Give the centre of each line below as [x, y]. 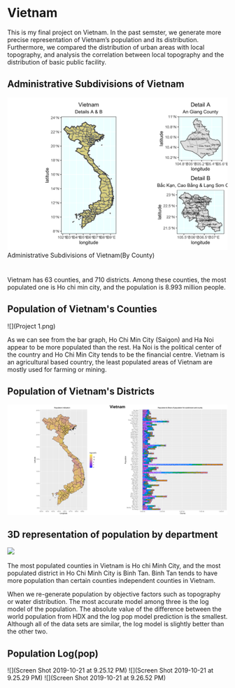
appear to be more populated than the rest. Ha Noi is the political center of [114, 347]
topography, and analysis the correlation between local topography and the [116, 55]
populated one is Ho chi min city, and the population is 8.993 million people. [116, 287]
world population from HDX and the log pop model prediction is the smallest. [117, 617]
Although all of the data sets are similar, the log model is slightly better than [116, 624]
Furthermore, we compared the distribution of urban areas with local [106, 47]
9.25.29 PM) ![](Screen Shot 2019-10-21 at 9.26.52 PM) [87, 678]
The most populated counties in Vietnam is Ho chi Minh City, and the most [114, 566]
